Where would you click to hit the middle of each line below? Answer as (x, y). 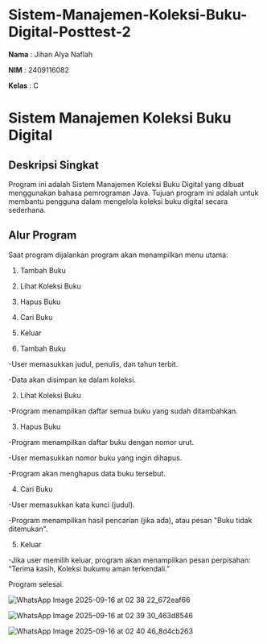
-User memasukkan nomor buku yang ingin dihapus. (95, 458)
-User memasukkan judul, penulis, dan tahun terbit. (93, 364)
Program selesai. (36, 584)
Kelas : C (23, 85)
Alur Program (43, 235)
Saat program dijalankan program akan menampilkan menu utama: (118, 255)
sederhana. (27, 210)
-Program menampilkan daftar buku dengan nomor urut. (101, 442)
